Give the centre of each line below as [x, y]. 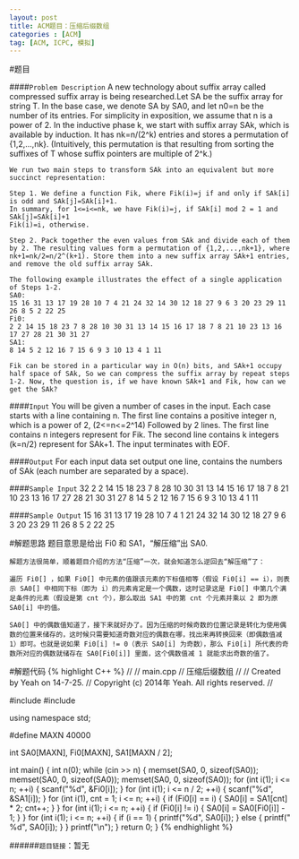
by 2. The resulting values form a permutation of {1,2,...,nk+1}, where [150, 249]
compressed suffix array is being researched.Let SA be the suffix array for [146, 97]
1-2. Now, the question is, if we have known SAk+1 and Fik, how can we [148, 382]
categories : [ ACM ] [46, 34]
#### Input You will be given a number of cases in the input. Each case [140, 406]
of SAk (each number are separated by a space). [99, 471]
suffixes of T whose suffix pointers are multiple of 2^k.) [111, 154]
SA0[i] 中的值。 [37, 608]
